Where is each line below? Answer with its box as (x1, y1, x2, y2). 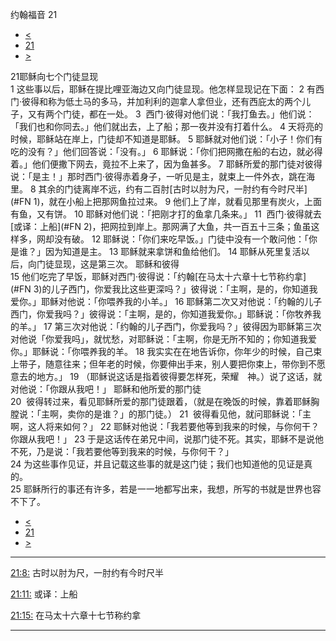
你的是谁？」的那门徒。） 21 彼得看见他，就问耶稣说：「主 (75, 408, 312, 420)
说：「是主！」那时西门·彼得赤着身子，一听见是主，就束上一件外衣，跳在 (10, 171, 307, 182)
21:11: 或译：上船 (10, 588, 78, 600)
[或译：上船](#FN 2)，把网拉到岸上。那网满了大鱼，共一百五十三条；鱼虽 (10, 221, 312, 232)
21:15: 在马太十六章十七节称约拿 (10, 609, 142, 621)
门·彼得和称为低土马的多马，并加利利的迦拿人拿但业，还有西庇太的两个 (10, 96, 303, 107)
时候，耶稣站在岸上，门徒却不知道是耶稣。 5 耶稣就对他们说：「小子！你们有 (10, 133, 323, 145)
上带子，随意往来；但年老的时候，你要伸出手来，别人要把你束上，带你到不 (10, 358, 317, 370)
